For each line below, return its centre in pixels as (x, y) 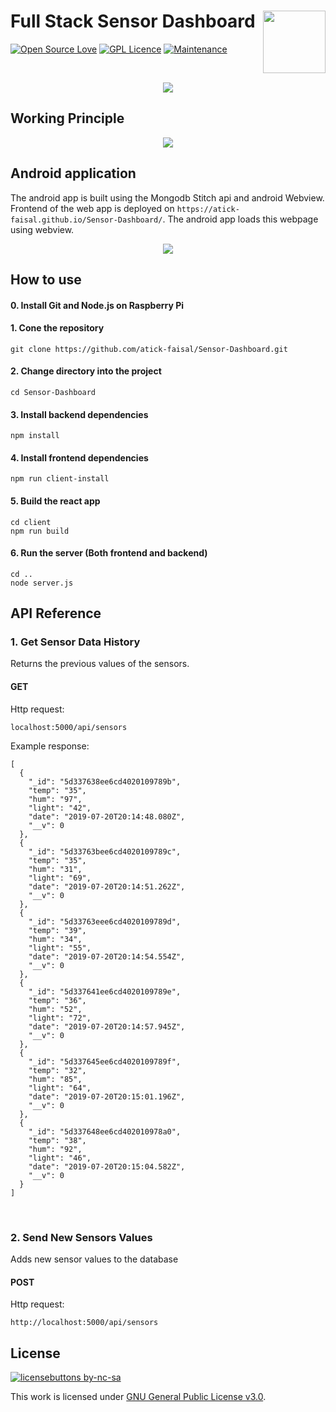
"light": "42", (60, 808)
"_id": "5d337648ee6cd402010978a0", (105, 1131)
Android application (73, 173)
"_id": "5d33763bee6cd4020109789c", (105, 851)
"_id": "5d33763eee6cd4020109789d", (105, 921)
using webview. (42, 229)
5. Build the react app (55, 501)
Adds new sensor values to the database (94, 1259)
